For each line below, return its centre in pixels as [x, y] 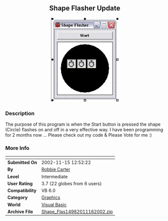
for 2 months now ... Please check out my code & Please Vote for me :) [79, 135]
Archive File [20, 211]
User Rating [20, 183]
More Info [17, 148]
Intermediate [54, 177]
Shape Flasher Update [85, 8]
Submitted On [22, 162]
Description [20, 113]
